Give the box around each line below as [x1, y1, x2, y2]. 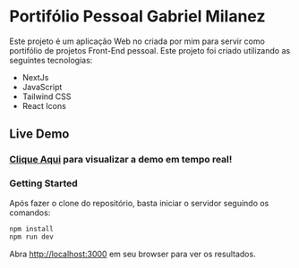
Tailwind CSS [21, 91, 72, 102]
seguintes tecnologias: [9, 54, 93, 65]
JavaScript [21, 81, 63, 92]
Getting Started [9, 177, 78, 189]
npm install [9, 224, 54, 233]
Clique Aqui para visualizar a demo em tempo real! [9, 154, 233, 166]
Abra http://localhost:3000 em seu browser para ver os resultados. [9, 248, 257, 260]
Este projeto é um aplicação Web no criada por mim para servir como [9, 36, 266, 46]
